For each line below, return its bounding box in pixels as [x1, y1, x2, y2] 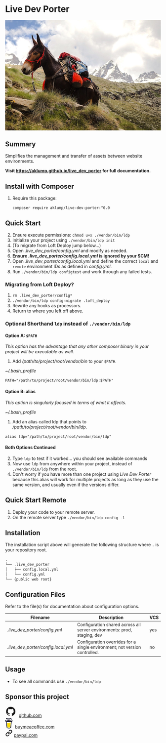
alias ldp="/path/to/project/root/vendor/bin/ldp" [5, 434, 112, 439]
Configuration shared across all [77, 621, 141, 627]
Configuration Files [5, 590, 66, 599]
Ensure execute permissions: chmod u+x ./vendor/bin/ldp [12, 232, 130, 238]
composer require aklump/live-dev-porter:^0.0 [12, 206, 110, 210]
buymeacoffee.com [14, 724, 55, 730]
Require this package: [12, 195, 57, 201]
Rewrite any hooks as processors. [12, 303, 82, 309]
